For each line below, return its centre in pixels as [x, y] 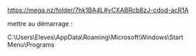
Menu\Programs [31, 44]
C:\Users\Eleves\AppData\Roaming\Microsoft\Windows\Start [96, 37]
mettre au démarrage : [40, 23]
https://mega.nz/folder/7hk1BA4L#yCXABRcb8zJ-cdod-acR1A [98, 10]
